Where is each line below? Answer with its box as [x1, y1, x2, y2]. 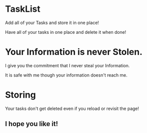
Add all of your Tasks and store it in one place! [5, 20, 99, 26]
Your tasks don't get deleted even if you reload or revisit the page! [5, 106, 139, 111]
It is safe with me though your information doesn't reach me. [5, 72, 128, 78]
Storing [5, 89, 36, 101]
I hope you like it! [5, 120, 58, 128]
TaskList [5, 3, 41, 15]
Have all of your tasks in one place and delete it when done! [5, 29, 126, 35]
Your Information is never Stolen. [5, 47, 143, 57]
